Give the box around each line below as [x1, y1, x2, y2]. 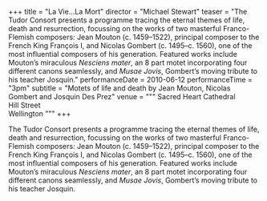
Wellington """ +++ [8, 109, 71, 119]
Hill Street [8, 100, 42, 110]
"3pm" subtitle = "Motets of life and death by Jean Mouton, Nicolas [8, 83, 231, 93]
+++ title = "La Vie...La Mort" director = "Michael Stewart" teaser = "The [8, 7, 248, 16]
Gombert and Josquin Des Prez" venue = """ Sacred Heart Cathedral [8, 92, 236, 101]
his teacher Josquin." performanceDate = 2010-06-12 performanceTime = [8, 75, 253, 84]
